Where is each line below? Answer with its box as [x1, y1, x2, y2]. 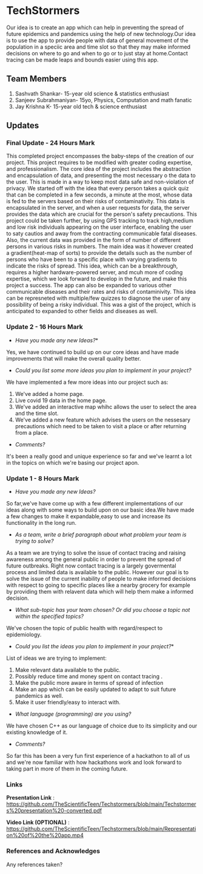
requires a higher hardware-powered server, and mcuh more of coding [6, 269, 183, 276]
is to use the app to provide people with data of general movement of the [6, 36, 189, 44]
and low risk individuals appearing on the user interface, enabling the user [6, 223, 192, 231]
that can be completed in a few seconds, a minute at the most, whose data [6, 191, 193, 198]
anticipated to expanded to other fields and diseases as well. [6, 308, 158, 315]
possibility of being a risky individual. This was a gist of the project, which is [6, 301, 196, 308]
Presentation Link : [6, 794, 55, 802]
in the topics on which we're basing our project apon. [6, 459, 139, 466]
